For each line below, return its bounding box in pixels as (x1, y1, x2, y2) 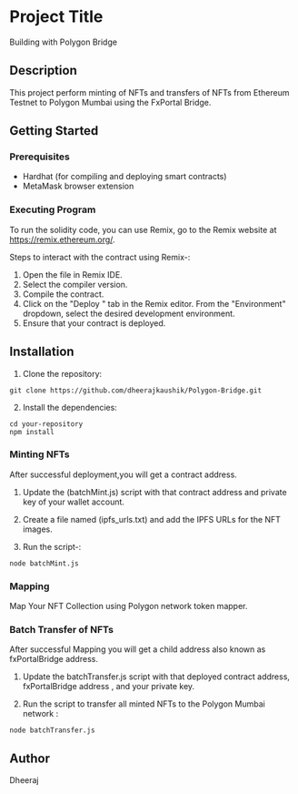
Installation (9, 344, 74, 360)
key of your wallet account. (22, 496, 125, 507)
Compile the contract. (22, 289, 104, 300)
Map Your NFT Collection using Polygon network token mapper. (9, 601, 248, 612)
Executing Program (9, 203, 96, 216)
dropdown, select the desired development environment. (22, 308, 235, 319)
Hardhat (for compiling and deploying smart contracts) (22, 171, 227, 182)
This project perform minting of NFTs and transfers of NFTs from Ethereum (9, 87, 290, 97)
